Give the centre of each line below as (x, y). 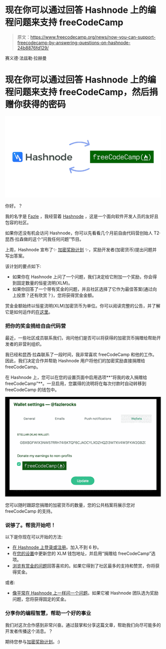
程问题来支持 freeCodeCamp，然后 (77, 92)
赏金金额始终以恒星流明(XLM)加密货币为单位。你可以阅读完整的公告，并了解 (83, 306)
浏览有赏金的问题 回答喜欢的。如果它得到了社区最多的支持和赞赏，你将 (84, 566)
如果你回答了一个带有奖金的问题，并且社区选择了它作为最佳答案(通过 (82, 289)
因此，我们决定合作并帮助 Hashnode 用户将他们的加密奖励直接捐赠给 (75, 360)
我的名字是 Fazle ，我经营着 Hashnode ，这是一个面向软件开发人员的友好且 (82, 216)
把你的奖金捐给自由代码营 (36, 326)
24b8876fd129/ (33, 48)
